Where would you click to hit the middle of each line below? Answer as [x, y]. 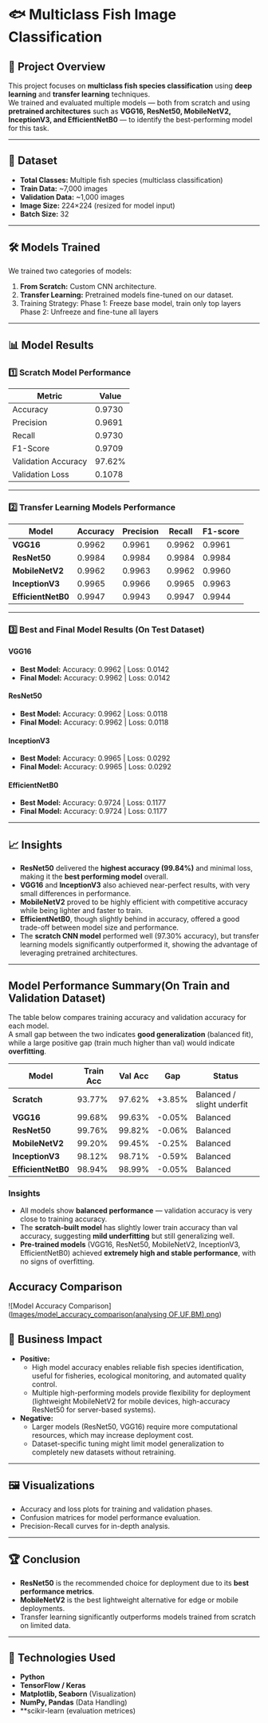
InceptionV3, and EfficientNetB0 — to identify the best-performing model [130, 119]
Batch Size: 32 [44, 214]
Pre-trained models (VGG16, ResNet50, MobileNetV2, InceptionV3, [130, 1245]
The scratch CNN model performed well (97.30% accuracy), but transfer [139, 936]
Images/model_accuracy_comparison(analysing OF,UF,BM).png [115, 1315]
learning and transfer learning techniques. [79, 94]
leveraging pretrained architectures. [79, 953]
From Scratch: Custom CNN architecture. [88, 286]
